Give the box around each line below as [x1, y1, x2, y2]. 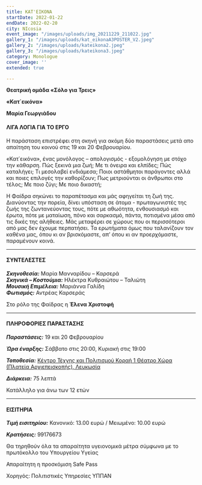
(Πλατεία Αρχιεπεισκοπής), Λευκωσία [6, 363, 101, 370]
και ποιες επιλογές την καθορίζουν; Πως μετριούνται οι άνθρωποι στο [6, 174, 183, 181]
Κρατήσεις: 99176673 [6, 431, 62, 438]
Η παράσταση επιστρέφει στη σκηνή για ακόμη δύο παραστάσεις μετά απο [6, 137, 194, 144]
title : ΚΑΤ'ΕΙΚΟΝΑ [6, 8, 52, 15]
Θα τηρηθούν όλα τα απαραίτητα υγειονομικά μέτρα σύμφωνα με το [6, 443, 179, 450]
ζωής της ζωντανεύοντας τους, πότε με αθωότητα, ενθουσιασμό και [6, 205, 179, 212]
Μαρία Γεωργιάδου [6, 110, 57, 117]
